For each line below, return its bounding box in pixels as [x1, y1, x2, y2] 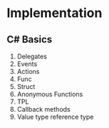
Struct [16, 82, 36, 90]
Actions [16, 68, 40, 75]
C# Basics [6, 33, 53, 46]
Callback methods [16, 105, 71, 113]
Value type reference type [16, 112, 94, 121]
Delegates [16, 52, 48, 60]
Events [16, 60, 38, 68]
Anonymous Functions [16, 90, 83, 98]
